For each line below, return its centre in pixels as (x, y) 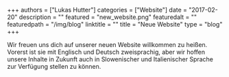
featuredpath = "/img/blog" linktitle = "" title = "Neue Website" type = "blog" (115, 24)
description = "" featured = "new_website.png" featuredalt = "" (108, 17)
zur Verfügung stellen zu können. (54, 66)
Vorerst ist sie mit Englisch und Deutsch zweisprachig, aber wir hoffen (106, 52)
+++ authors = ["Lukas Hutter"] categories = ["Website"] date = (97, 10)
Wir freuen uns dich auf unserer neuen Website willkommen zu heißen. (107, 45)
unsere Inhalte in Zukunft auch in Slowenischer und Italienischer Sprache (110, 59)
